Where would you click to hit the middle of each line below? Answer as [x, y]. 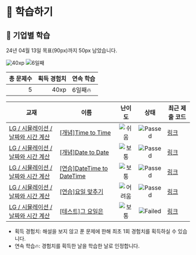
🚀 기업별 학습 [28, 35]
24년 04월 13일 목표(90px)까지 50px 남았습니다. [62, 50]
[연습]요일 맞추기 [81, 192]
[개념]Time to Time [85, 133]
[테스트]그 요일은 [81, 212]
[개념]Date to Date [84, 152]
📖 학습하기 [30, 12]
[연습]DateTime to [83, 168]
